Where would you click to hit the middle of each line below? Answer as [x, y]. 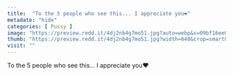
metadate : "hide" [32, 20]
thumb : [17, 39]
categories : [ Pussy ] [40, 26]
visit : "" [21, 46]
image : [17, 33]
